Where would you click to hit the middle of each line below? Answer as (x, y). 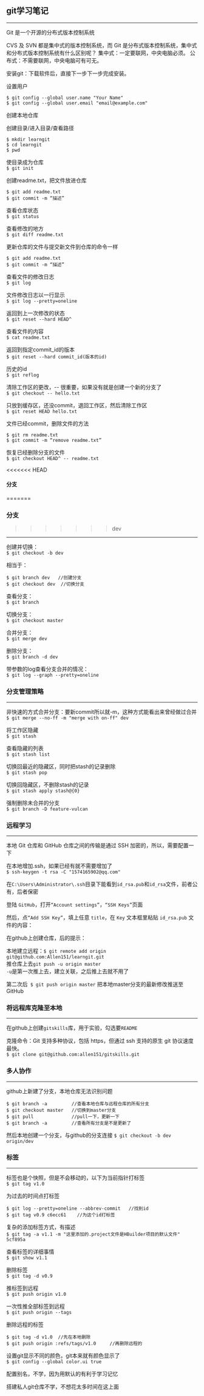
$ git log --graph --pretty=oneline (53, 676)
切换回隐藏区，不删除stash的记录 (48, 784)
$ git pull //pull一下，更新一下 (63, 1116)
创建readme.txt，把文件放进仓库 (46, 180)
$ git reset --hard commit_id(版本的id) (57, 357)
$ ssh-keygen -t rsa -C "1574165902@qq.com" (63, 872)
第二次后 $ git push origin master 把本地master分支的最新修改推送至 (95, 984)
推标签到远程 (22, 1288)
